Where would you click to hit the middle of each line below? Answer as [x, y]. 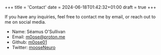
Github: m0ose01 [29, 42]
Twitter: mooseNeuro [34, 47]
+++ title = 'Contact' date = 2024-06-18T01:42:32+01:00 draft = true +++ [80, 7]
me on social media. [25, 22]
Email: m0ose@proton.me [38, 37]
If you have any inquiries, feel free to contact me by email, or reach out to [80, 17]
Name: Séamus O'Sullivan [38, 31]
